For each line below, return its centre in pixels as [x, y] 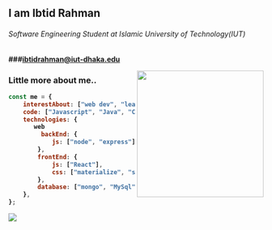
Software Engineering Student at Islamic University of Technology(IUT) [127, 34]
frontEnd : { [58, 157]
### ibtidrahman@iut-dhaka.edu [64, 59]
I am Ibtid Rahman [55, 13]
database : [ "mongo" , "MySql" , [88, 187]
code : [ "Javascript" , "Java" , [74, 112]
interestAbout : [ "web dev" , [70, 104]
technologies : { [51, 119]
